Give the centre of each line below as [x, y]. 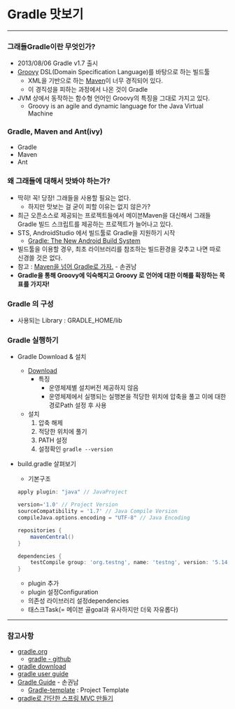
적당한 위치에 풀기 [63, 432]
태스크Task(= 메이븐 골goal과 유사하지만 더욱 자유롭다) [103, 610]
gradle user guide [43, 674]
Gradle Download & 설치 [52, 357]
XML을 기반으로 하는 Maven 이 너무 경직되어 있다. [95, 80]
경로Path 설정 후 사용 [78, 405]
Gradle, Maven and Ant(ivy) [55, 132]
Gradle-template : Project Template [78, 690]
